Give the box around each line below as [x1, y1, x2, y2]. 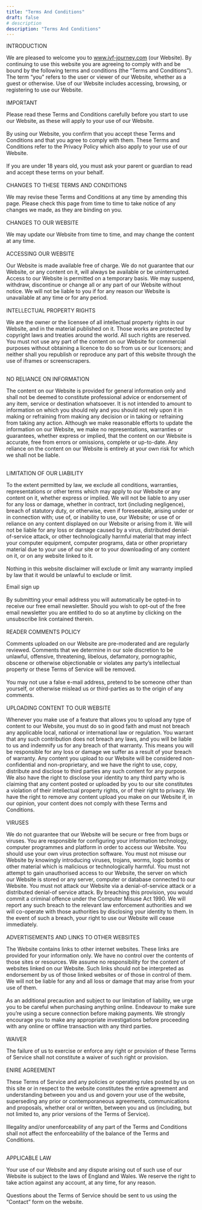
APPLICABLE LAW [6, 1154, 51, 1162]
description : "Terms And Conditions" [6, 25, 101, 32]
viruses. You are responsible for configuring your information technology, [6, 837, 189, 845]
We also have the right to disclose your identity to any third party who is [6, 774, 185, 781]
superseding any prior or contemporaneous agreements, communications [6, 1097, 190, 1105]
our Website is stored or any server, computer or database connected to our [6, 876, 196, 883]
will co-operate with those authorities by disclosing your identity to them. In [6, 908, 194, 915]
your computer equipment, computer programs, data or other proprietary [6, 540, 188, 547]
